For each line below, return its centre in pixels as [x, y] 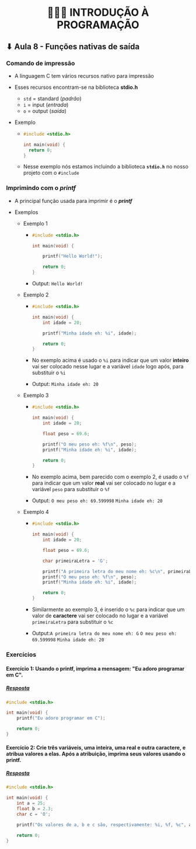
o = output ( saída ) [45, 111]
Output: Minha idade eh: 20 [65, 384]
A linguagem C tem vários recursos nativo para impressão [84, 75]
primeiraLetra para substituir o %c [73, 622]
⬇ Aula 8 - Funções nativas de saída [73, 46]
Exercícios [21, 654]
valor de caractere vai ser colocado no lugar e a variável [100, 616]
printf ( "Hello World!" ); [73, 256]
